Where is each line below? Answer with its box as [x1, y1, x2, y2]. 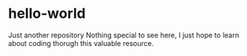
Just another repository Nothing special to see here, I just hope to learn [8, 30, 240, 40]
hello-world [8, 5, 87, 23]
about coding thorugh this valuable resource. [8, 38, 154, 47]
